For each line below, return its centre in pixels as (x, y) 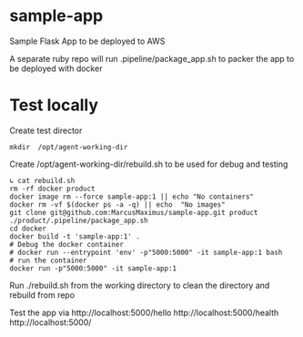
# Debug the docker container (67, 244)
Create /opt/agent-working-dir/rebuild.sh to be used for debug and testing (149, 164)
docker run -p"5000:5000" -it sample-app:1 (93, 268)
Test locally (54, 105)
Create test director (46, 130)
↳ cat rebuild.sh (42, 180)
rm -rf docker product (52, 189)
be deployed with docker (56, 68)
